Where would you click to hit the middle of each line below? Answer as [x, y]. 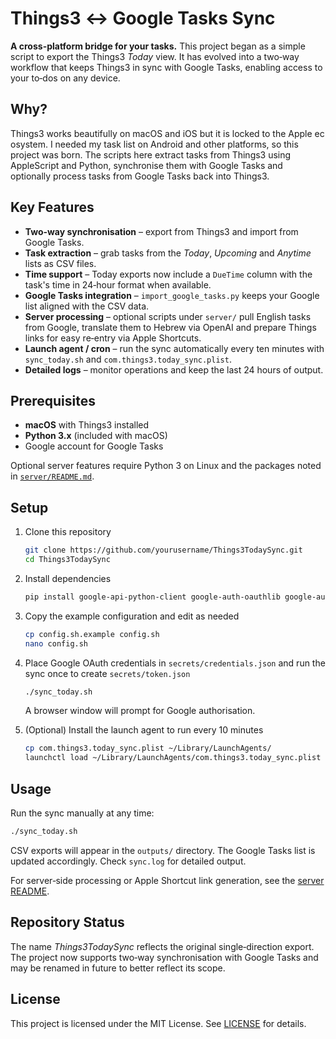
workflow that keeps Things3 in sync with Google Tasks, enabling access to [166, 67]
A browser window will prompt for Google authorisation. [140, 711]
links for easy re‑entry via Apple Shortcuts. [113, 338]
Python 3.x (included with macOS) [96, 436]
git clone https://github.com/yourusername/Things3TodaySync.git [163, 550]
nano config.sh [56, 643]
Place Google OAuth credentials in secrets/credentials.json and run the [175, 663]
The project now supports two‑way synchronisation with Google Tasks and [164, 957]
